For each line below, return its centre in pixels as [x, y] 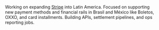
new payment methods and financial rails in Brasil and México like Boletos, [80, 12]
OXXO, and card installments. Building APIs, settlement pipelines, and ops [79, 17]
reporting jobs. [20, 22]
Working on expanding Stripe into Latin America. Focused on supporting [77, 7]
